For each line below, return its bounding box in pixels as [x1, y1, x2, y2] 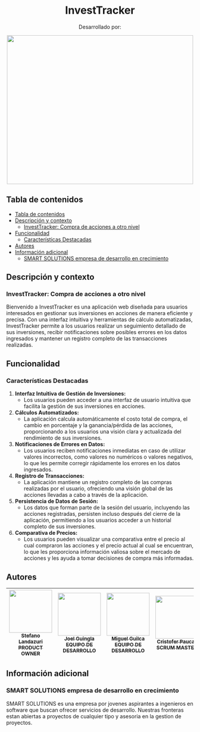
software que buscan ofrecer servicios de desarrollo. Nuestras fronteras [6, 706, 184, 714]
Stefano [21, 632, 40, 639]
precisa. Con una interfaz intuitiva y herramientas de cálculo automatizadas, [6, 316, 193, 323]
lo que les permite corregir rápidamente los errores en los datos [23, 460, 180, 467]
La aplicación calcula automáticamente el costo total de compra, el [23, 415, 187, 423]
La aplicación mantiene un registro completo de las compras [23, 479, 172, 486]
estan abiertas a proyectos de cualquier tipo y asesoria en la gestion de [6, 712, 182, 719]
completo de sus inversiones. [23, 523, 96, 530]
